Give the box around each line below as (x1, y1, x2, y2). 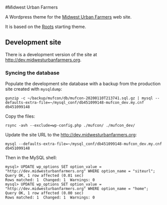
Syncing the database (5, 69, 60, 76)
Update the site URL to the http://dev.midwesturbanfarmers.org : (5, 132, 137, 138)
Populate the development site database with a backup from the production (5, 81, 161, 87)
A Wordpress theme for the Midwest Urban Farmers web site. (5, 14, 132, 20)
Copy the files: (5, 113, 35, 119)
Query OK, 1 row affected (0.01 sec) (5, 173, 84, 178)
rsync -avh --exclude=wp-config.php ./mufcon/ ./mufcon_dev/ (5, 123, 135, 128)
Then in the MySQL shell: (5, 155, 57, 161)
